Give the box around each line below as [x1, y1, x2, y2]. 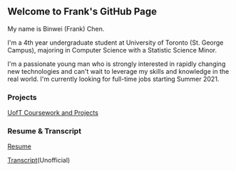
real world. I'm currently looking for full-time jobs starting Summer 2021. [7, 75, 220, 83]
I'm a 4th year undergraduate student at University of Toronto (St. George [7, 38, 224, 47]
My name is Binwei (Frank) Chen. [7, 24, 105, 33]
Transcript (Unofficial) [7, 156, 71, 165]
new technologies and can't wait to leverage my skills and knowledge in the [7, 67, 230, 75]
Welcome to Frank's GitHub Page [7, 6, 157, 18]
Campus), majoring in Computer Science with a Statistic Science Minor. [7, 45, 217, 54]
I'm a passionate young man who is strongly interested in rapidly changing [7, 60, 226, 68]
